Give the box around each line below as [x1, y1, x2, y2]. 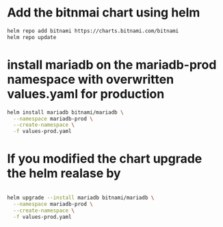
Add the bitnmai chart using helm [7, 5, 200, 21]
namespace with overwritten [7, 71, 174, 87]
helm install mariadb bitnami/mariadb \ [7, 108, 124, 116]
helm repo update [7, 34, 57, 40]
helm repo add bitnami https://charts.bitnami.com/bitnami [7, 27, 179, 34]
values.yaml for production [7, 86, 165, 101]
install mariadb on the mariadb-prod [7, 57, 217, 73]
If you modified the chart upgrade [7, 151, 202, 167]
